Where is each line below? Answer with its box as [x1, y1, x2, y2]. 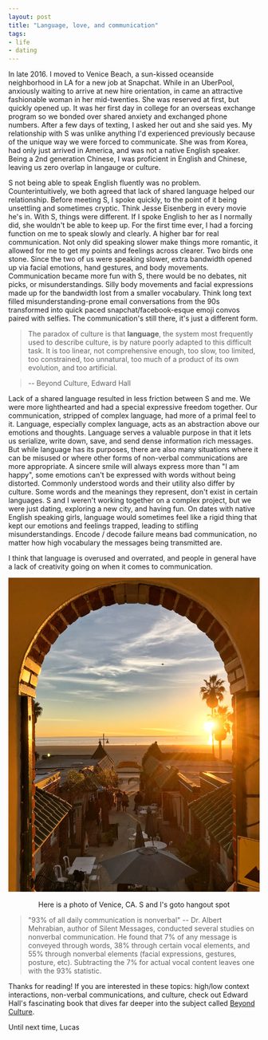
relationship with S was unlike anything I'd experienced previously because [8, 128, 255, 139]
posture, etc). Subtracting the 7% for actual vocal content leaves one [27, 958, 255, 967]
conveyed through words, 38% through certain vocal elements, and [27, 941, 250, 951]
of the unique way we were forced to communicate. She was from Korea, [8, 137, 249, 147]
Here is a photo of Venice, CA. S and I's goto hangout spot [38, 900, 230, 909]
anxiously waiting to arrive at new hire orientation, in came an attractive [8, 86, 243, 96]
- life [8, 38, 30, 46]
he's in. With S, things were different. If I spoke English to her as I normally [8, 212, 253, 222]
